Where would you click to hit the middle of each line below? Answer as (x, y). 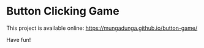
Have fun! (19, 39)
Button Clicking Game (63, 11)
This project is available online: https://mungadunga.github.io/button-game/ (102, 28)
